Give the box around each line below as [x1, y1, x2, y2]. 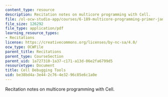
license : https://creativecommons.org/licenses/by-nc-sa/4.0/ [5, 40, 137, 45]
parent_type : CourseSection [5, 53, 64, 59]
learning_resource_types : [5, 30, 59, 35]
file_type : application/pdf [5, 26, 64, 31]
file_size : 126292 [5, 21, 43, 26]
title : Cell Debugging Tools [5, 68, 66, 73]
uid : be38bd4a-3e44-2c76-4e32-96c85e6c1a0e [5, 72, 97, 77]
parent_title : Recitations [5, 49, 61, 54]
